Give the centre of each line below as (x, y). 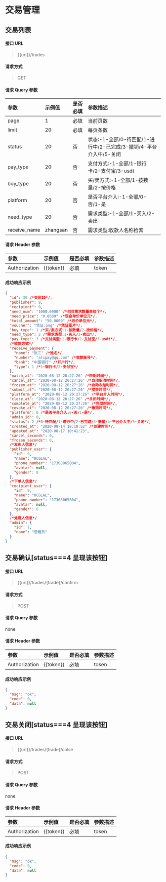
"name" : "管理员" (31, 532)
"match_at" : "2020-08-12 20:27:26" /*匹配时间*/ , (60, 376)
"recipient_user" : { (31, 486)
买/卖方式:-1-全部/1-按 (116, 180)
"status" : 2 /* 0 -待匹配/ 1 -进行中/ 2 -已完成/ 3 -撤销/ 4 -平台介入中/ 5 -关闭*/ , (80, 422)
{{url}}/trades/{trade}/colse (45, 750)
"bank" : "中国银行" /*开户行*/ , (45, 362)
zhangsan (57, 230)
